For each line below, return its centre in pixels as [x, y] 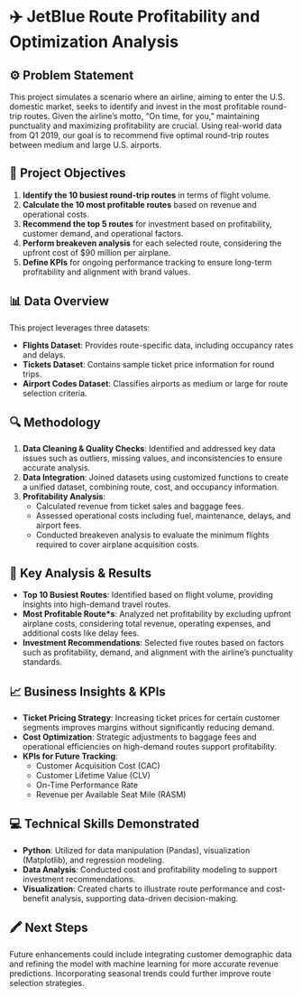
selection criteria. [55, 393]
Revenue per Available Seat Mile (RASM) [111, 795]
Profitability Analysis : [64, 497]
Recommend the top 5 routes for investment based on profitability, [147, 224]
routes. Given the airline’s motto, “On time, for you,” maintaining [142, 116]
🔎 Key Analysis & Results [80, 573]
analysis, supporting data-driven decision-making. [145, 898]
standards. [42, 662]
